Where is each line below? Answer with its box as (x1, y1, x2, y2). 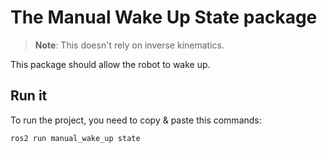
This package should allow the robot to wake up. (10, 58, 211, 70)
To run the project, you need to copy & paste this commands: (10, 114, 262, 126)
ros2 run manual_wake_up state (10, 133, 141, 143)
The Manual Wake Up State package (10, 6, 318, 29)
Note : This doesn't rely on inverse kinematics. (34, 39, 225, 51)
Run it (10, 87, 48, 105)
